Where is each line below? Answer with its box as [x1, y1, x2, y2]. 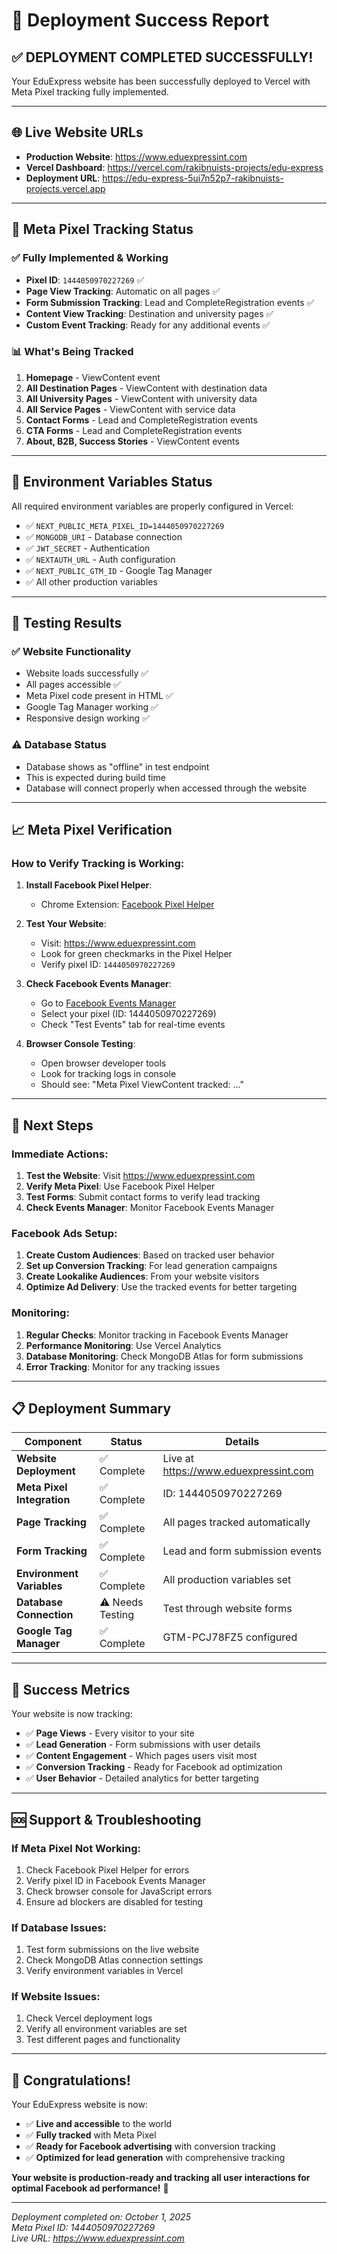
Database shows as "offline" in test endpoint [25, 760, 210, 773]
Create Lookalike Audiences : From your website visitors [25, 1270, 260, 1283]
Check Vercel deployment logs [25, 2012, 153, 2024]
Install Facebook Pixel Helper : [25, 879, 153, 891]
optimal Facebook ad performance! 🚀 [11, 2182, 169, 2194]
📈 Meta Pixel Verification [11, 821, 173, 838]
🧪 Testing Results [11, 615, 123, 631]
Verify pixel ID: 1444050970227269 [40, 959, 176, 971]
